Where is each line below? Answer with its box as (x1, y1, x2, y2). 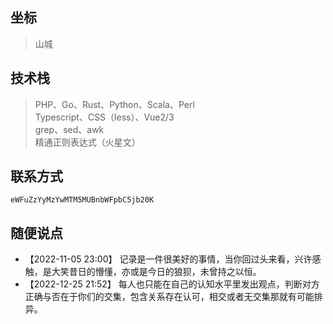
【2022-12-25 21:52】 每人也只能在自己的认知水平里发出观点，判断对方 (24, 278, 320, 290)
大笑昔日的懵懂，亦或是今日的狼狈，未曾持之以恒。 (51, 266, 262, 278)
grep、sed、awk (34, 123, 105, 135)
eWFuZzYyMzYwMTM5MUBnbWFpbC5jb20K (10, 195, 155, 205)
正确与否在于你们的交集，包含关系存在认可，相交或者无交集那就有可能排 (24, 291, 323, 303)
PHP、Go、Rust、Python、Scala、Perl (34, 98, 195, 110)
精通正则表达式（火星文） (34, 136, 141, 148)
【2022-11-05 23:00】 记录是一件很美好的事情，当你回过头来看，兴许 (24, 253, 313, 265)
